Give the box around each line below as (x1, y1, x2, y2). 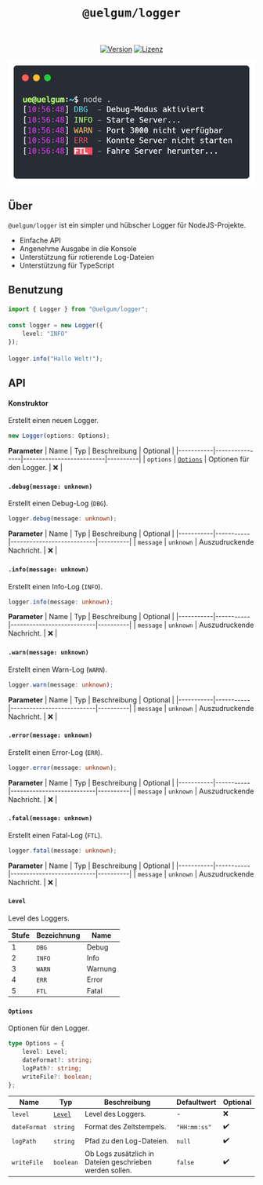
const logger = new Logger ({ (8, 322, 103, 330)
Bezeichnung (36, 931, 81, 940)
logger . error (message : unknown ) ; (8, 764, 117, 771)
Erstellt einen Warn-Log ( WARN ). (8, 665, 108, 674)
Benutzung (8, 283, 63, 297)
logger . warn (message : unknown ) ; (8, 680, 113, 689)
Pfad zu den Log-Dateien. (85, 1136, 169, 1146)
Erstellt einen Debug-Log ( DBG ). (8, 498, 109, 509)
